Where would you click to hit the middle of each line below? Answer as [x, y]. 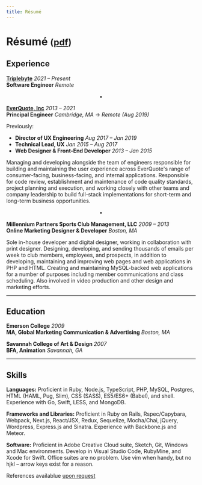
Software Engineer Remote [40, 84]
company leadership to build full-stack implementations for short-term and [99, 194]
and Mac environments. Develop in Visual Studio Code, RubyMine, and [94, 451]
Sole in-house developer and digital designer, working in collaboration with [99, 242]
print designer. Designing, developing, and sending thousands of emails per [100, 248]
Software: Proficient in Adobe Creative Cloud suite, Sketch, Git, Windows [97, 445]
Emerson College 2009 [35, 326]
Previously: [20, 126]
